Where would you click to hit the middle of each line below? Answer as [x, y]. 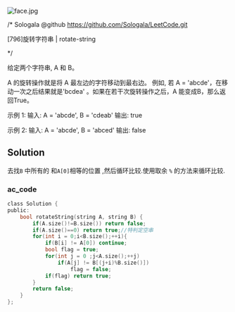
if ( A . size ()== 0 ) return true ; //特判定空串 [93, 230]
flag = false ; [91, 269]
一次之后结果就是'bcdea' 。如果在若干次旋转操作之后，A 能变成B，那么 [116, 91]
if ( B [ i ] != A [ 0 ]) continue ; [86, 243]
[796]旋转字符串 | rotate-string [52, 39]
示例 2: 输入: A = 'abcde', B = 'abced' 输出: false [77, 130]
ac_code [22, 189]
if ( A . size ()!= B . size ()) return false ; [89, 223]
